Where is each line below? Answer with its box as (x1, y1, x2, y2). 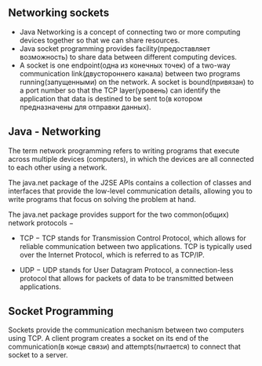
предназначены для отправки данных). (19, 102, 151, 112)
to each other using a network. (8, 163, 107, 172)
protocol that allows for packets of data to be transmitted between (19, 273, 234, 283)
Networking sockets (8, 6, 110, 20)
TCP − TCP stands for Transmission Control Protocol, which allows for (19, 233, 246, 243)
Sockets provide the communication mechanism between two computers (8, 325, 245, 335)
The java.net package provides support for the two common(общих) (8, 210, 229, 219)
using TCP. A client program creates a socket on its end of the (8, 334, 209, 343)
